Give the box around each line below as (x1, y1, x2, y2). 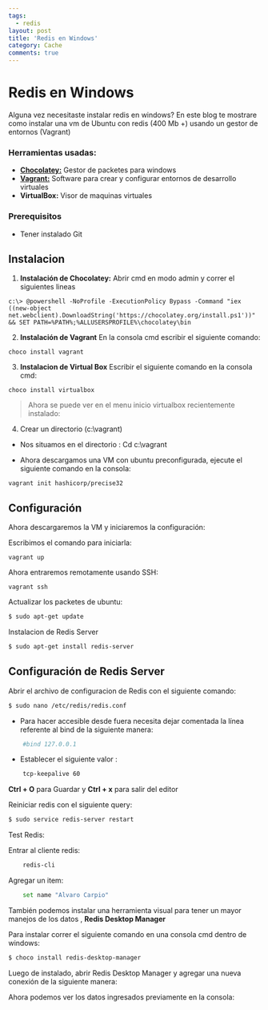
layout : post (8, 26, 52, 34)
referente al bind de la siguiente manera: (19, 725, 154, 734)
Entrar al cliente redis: (8, 846, 81, 855)
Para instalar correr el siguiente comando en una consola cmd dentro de (8, 929, 247, 939)
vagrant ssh (8, 583, 48, 592)
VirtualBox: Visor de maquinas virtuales (19, 191, 153, 200)
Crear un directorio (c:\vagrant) (19, 424, 122, 434)
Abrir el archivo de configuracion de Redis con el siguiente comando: (8, 686, 236, 696)
